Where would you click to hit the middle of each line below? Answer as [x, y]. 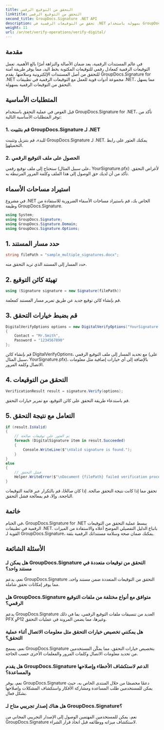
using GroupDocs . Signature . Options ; [43, 228]
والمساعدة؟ [18, 672]
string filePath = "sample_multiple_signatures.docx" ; [62, 255]
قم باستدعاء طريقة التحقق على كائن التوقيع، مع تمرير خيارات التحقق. [68, 400]
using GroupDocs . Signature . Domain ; [42, 224]
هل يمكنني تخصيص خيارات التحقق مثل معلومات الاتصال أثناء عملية [74, 631]
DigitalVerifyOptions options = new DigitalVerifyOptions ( [67, 327]
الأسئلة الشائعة [25, 549]
